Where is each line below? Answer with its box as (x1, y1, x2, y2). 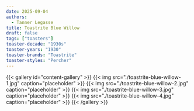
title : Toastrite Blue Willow (6, 25, 80, 31)
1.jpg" (6, 79, 20, 86)
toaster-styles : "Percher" (6, 57, 72, 63)
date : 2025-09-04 (6, 8, 49, 15)
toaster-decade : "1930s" (6, 41, 67, 47)
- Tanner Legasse (11, 19, 54, 25)
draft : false (6, 30, 38, 36)
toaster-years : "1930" (6, 47, 61, 53)
